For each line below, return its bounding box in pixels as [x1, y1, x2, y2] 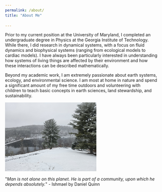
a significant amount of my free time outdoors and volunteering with [5, 82, 141, 88]
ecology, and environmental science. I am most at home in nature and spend [5, 78, 157, 83]
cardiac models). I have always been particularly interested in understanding [5, 52, 158, 58]
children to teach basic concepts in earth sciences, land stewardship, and [5, 88, 152, 94]
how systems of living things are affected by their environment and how [5, 58, 148, 64]
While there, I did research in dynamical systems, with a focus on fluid [5, 42, 145, 48]
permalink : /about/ [5, 8, 44, 13]
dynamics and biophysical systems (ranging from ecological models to [5, 48, 146, 53]
